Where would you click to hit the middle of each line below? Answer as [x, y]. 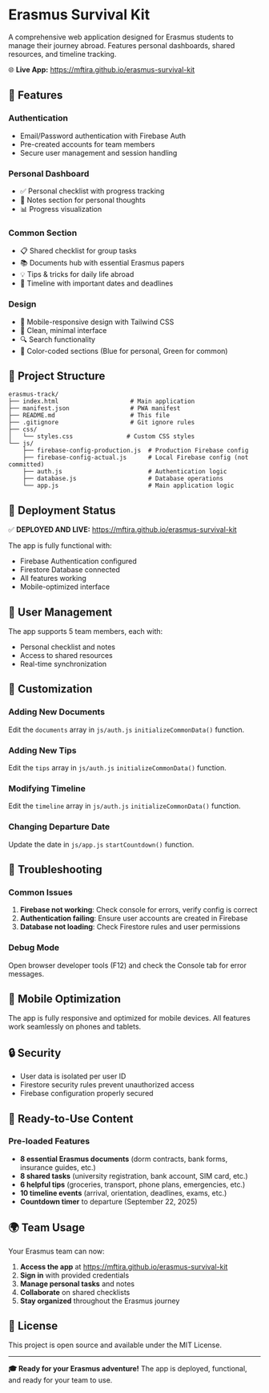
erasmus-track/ [34, 395]
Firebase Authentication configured [78, 561]
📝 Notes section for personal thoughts [82, 200]
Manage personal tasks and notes [77, 1283]
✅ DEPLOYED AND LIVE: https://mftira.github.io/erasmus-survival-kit [123, 530]
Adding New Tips [42, 750]
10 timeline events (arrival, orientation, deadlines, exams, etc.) [123, 1192]
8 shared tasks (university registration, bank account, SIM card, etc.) [134, 1176]
